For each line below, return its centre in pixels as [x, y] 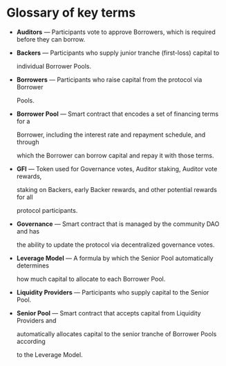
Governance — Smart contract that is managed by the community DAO [118, 224]
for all [25, 197]
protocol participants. [47, 210]
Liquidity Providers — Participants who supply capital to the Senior [113, 292]
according [31, 341]
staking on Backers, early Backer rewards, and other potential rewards [116, 189]
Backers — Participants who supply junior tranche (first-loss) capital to [118, 53]
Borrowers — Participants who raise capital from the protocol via [109, 79]
